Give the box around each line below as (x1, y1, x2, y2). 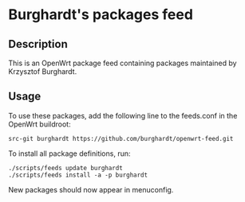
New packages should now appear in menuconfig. (8, 185, 174, 194)
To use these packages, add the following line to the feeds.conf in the (8, 111, 238, 120)
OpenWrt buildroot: (8, 119, 71, 129)
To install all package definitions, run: (8, 149, 131, 158)
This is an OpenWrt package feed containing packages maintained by (8, 58, 237, 68)
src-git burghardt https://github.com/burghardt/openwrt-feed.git (8, 134, 234, 142)
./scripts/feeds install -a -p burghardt (8, 171, 148, 179)
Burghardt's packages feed (8, 6, 194, 24)
